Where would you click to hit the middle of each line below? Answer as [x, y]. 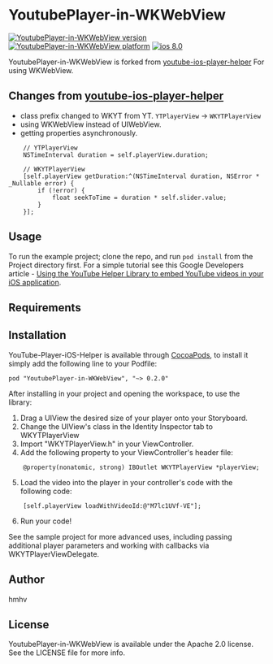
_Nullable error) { [41, 183]
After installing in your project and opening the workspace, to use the [124, 393]
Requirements [45, 308]
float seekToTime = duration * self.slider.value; [139, 197]
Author [26, 580]
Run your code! [45, 521]
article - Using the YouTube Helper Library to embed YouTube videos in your [136, 273]
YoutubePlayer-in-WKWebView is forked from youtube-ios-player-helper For [136, 62]
